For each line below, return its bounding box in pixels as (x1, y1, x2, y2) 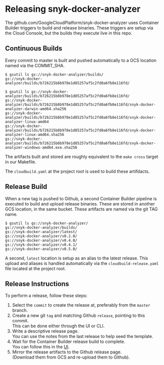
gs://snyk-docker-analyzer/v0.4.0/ (5, 238, 78, 243)
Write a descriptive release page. (12, 328, 79, 334)
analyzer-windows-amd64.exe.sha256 (5, 145, 78, 150)
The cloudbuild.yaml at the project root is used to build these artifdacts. (5, 168, 150, 174)
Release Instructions (5, 280, 69, 288)
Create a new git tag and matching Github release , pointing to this (12, 313, 145, 318)
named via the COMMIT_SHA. (5, 62, 65, 68)
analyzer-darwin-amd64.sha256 (5, 106, 67, 111)
